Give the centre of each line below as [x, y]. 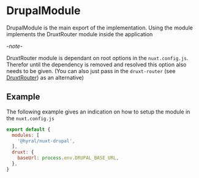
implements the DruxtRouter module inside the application [80, 34]
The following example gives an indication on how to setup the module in [98, 112]
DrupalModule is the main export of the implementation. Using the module [99, 28]
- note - [15, 46]
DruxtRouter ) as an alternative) [45, 77]
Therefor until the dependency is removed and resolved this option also [96, 64]
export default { [28, 130]
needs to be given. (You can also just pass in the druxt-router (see [91, 71]
